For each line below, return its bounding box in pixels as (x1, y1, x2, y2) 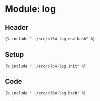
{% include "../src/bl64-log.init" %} (5, 64, 86, 69)
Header (5, 23, 29, 32)
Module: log (5, 3, 56, 15)
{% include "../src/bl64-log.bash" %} (5, 90, 86, 96)
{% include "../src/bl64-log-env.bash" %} (5, 36, 95, 41)
